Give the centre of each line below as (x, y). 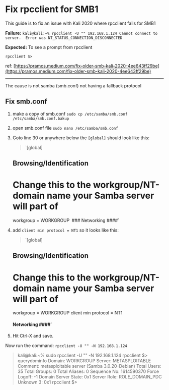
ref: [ (10, 66)
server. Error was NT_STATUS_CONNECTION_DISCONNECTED (64, 38)
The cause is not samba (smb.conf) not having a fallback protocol (73, 86)
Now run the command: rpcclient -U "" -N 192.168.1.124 (66, 345)
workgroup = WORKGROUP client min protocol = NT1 (67, 313)
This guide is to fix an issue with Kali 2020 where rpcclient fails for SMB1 (80, 23)
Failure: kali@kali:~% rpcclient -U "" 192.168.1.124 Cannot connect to (81, 33)
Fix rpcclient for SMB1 (52, 9)
